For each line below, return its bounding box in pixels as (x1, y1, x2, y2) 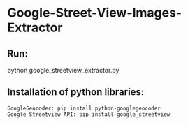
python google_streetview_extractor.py (7, 66, 120, 74)
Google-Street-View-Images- (7, 5, 182, 21)
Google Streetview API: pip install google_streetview (7, 110, 171, 118)
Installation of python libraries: (7, 86, 145, 98)
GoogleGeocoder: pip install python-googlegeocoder (7, 105, 161, 112)
